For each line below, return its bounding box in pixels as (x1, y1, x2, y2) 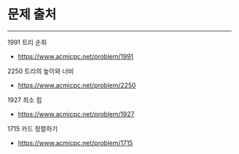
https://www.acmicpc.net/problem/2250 (17, 81, 137, 89)
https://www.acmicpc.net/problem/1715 (17, 138, 133, 147)
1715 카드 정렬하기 (7, 124, 58, 133)
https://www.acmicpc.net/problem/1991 (17, 52, 134, 60)
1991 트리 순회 (7, 38, 48, 46)
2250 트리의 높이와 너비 (7, 67, 75, 75)
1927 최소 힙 (7, 95, 43, 104)
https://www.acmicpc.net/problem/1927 (17, 109, 135, 118)
